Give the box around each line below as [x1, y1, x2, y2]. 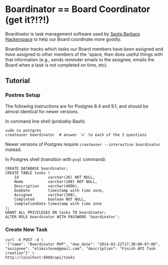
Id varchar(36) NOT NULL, [14, 174, 95, 180]
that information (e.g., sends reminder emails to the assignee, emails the [5, 56, 154, 62]
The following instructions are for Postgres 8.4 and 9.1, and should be [5, 103, 149, 109]
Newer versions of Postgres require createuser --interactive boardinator [5, 141, 160, 147]
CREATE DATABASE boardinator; [5, 166, 69, 171]
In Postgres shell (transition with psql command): [5, 156, 107, 162]
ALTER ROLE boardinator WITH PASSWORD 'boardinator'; [5, 214, 120, 219]
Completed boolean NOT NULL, [14, 197, 86, 202]
